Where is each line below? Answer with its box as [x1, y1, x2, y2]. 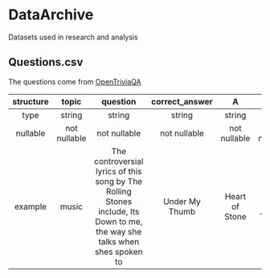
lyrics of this [95, 166, 142, 177]
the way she [96, 226, 142, 237]
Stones [105, 195, 133, 206]
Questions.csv [8, 55, 84, 69]
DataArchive [8, 6, 94, 24]
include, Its [97, 206, 140, 217]
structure [12, 96, 50, 107]
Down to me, [95, 215, 143, 227]
